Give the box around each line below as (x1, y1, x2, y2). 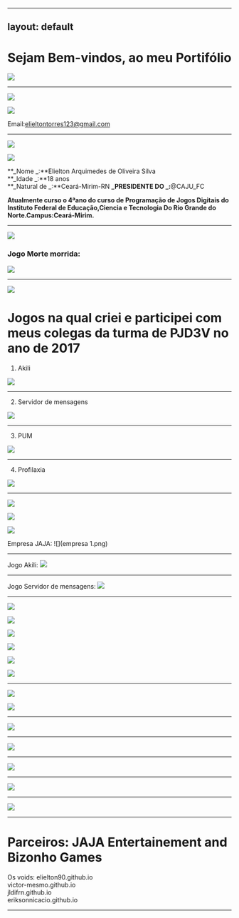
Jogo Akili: (7, 560, 38, 569)
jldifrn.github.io (7, 888, 52, 897)
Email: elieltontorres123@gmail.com (7, 120, 110, 128)
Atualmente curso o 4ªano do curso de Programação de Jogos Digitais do (7, 196, 229, 205)
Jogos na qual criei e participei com (7, 309, 223, 326)
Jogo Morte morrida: (7, 249, 80, 259)
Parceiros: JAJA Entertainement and (7, 834, 228, 850)
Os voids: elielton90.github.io (7, 872, 93, 881)
